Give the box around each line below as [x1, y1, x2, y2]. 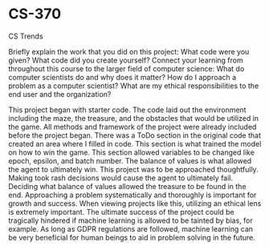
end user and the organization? [8, 89, 112, 99]
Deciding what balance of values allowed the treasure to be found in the [8, 181, 247, 191]
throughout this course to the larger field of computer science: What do [8, 63, 245, 73]
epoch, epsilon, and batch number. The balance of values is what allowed [8, 155, 252, 165]
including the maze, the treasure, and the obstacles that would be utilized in [8, 113, 259, 123]
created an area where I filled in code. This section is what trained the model [8, 139, 262, 148]
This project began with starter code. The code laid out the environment [8, 105, 247, 115]
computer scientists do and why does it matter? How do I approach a [8, 72, 237, 82]
